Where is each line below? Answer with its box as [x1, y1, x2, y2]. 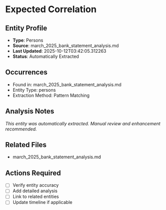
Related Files [5, 141, 47, 149]
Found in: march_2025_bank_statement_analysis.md [12, 81, 121, 87]
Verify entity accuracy [12, 182, 59, 188]
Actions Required [5, 168, 61, 177]
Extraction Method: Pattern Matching [12, 92, 90, 98]
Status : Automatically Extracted [12, 53, 79, 59]
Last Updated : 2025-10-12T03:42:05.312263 [12, 48, 106, 54]
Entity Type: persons [12, 87, 56, 93]
